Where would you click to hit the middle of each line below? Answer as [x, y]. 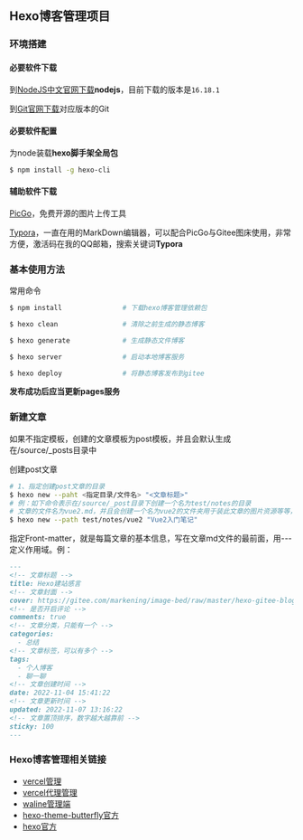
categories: [32, 634]
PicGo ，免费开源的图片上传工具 [68, 213]
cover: [22, 600]
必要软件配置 [33, 131]
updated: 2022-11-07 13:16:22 [66, 710]
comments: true [38, 618]
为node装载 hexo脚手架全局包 [64, 153]
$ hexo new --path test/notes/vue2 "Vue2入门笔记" [104, 520]
